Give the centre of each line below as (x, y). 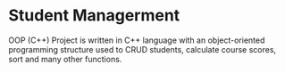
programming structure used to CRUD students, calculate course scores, (142, 49)
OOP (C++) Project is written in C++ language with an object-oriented (137, 40)
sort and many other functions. (65, 59)
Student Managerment (94, 16)
